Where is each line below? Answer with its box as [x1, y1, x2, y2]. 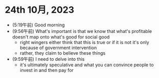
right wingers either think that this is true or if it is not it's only [19, 39, 149, 45]
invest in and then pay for [19, 67, 74, 73]
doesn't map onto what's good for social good [12, 33, 110, 40]
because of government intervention [19, 45, 97, 51]
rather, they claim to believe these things [19, 50, 106, 56]
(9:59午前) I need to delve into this [12, 56, 85, 62]
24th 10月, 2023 [5, 4, 75, 16]
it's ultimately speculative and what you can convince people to [19, 61, 154, 68]
